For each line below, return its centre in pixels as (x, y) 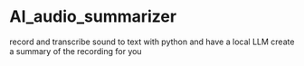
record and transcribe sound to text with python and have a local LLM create (152, 42)
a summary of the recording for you (76, 51)
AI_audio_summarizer (93, 17)
